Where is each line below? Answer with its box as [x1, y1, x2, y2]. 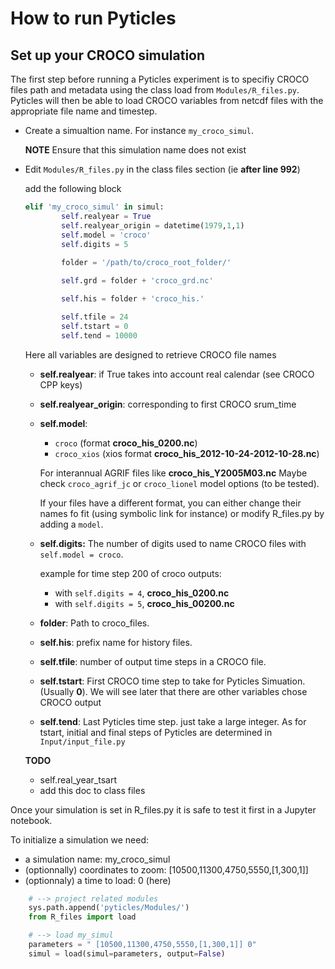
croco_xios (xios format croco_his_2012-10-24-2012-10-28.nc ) [54, 447, 320, 459]
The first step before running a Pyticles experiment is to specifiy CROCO [10, 73, 310, 85]
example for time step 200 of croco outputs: [39, 567, 222, 579]
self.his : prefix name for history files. [39, 636, 193, 648]
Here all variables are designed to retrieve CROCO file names [24, 348, 277, 361]
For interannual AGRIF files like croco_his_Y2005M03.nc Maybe [39, 467, 308, 479]
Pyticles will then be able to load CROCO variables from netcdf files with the [10, 95, 324, 106]
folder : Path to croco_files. [39, 617, 150, 629]
